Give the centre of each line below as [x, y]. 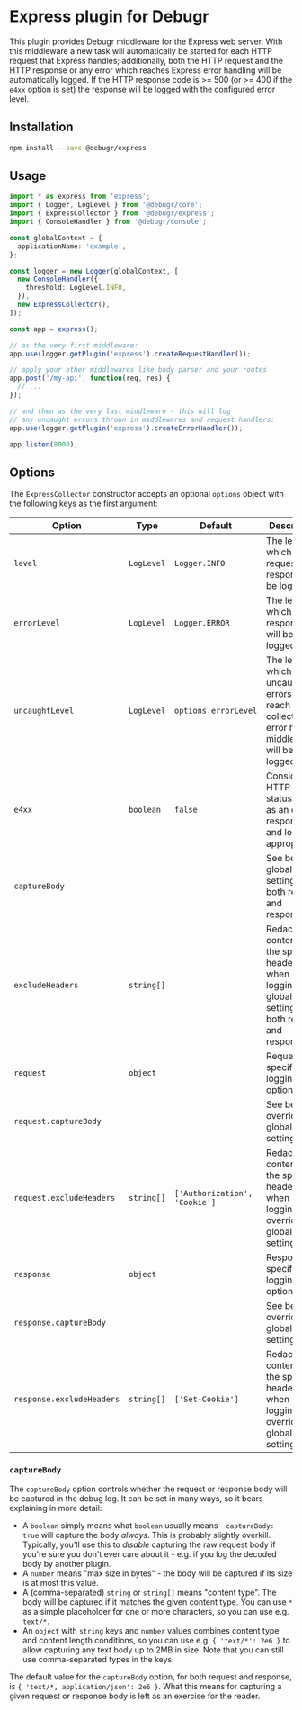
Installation [41, 127]
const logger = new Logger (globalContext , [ [94, 271]
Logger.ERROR [202, 623]
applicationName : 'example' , [72, 246]
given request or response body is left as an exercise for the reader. [135, 1696]
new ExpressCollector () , [64, 305]
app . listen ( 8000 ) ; [44, 444]
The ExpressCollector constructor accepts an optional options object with [147, 494]
